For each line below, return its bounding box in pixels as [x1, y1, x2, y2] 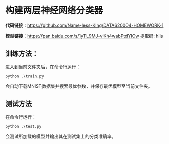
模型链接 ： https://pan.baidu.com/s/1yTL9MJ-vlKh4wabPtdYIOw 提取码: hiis [5, 33, 163, 39]
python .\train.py [5, 74, 44, 79]
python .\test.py [5, 124, 42, 129]
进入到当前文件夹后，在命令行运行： [5, 64, 81, 70]
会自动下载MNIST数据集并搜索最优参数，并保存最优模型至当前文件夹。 [5, 83, 153, 89]
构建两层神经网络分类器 [5, 5, 103, 16]
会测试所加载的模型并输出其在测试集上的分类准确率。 [5, 133, 116, 139]
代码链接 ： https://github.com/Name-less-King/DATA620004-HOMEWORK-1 [5, 22, 164, 28]
